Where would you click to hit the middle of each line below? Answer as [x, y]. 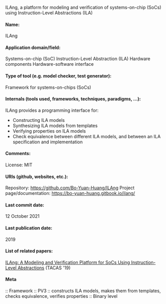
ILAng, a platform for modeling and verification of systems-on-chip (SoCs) [83, 7]
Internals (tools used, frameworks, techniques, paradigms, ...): [73, 99]
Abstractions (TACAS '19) [44, 268]
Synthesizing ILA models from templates [55, 125]
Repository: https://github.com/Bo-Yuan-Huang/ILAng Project [70, 188]
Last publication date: [29, 228]
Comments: [18, 154]
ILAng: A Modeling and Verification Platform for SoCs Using [68, 262]
